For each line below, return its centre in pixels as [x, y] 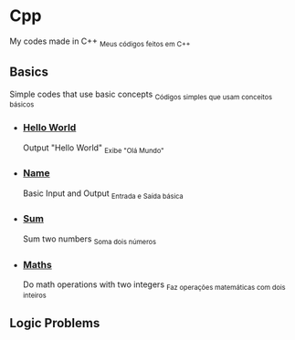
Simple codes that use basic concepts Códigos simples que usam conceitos [141, 95]
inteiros [35, 295]
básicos [22, 105]
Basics [29, 72]
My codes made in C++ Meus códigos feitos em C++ [100, 42]
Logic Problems [55, 323]
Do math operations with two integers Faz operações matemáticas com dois [154, 285]
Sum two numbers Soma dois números [90, 240]
